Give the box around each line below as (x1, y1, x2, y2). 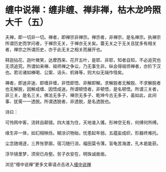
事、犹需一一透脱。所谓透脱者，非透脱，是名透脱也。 (5, 98, 114, 104)
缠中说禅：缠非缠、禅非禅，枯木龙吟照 (5, 4, 162, 16)
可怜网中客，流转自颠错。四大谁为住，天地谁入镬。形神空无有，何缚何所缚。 (5, 119, 161, 125)
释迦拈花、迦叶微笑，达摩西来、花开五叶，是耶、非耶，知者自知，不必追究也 (5, 57, 161, 63)
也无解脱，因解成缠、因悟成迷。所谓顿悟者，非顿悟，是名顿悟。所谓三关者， (5, 86, 161, 92)
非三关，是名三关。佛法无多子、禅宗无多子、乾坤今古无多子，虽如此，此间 (5, 92, 157, 98)
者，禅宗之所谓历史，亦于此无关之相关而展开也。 (5, 46, 105, 52)
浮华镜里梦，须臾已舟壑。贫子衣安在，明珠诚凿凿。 (5, 151, 109, 157)
